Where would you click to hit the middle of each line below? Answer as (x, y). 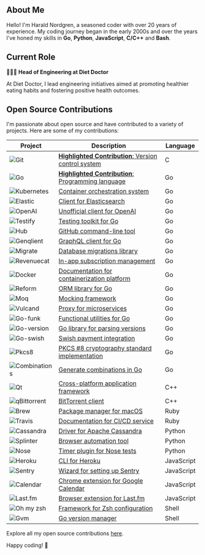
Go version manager (88, 518)
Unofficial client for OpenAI (97, 211)
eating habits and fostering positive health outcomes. (73, 90)
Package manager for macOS (101, 411)
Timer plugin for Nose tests (97, 451)
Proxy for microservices (92, 309)
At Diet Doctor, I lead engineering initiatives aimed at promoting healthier (98, 84)
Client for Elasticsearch (92, 202)
